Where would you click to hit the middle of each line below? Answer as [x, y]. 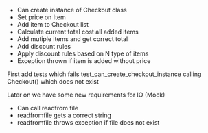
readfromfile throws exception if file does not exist [88, 122]
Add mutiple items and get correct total [72, 39]
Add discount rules [44, 46]
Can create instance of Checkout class [72, 10]
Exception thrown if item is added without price [84, 61]
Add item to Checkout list [53, 24]
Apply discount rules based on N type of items [83, 53]
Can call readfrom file [48, 108]
